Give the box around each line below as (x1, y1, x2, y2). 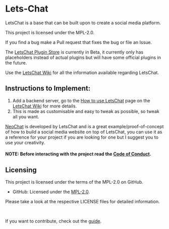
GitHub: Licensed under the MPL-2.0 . (12, 189, 90, 195)
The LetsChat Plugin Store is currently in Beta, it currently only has (5, 49, 144, 55)
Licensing (5, 165, 37, 174)
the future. (5, 60, 27, 66)
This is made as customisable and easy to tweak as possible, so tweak (12, 108, 160, 114)
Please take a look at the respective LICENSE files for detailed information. (5, 199, 160, 205)
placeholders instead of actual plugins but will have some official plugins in (5, 54, 161, 61)
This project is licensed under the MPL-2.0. (5, 29, 95, 35)
